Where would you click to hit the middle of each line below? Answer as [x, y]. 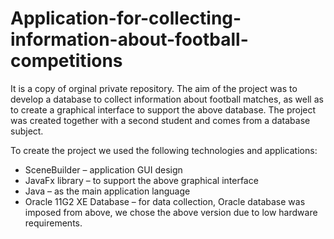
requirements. [53, 223]
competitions [66, 61]
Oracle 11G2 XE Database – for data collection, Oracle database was [165, 201]
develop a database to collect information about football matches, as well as [167, 99]
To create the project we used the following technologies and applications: [164, 150]
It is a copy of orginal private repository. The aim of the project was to [154, 88]
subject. [27, 131]
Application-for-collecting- [126, 18]
